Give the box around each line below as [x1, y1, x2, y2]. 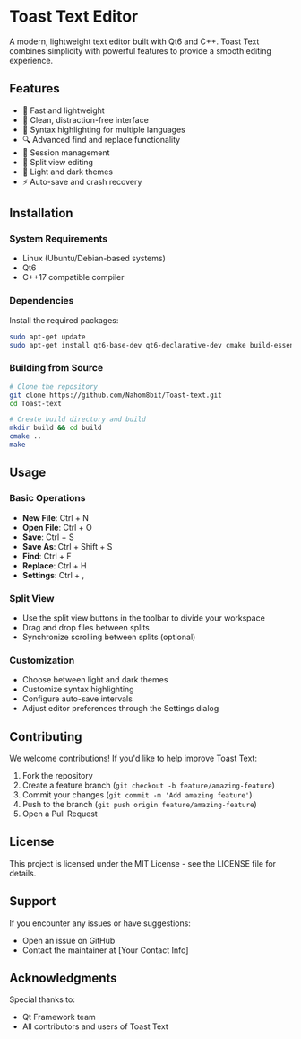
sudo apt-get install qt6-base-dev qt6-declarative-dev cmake [9, 340, 246, 349]
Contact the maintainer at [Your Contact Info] [21, 945, 189, 955]
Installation [9, 206, 73, 221]
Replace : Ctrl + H [21, 559, 87, 571]
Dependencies [9, 295, 74, 307]
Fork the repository [21, 770, 94, 780]
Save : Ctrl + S [21, 532, 74, 542]
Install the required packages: [9, 314, 119, 325]
